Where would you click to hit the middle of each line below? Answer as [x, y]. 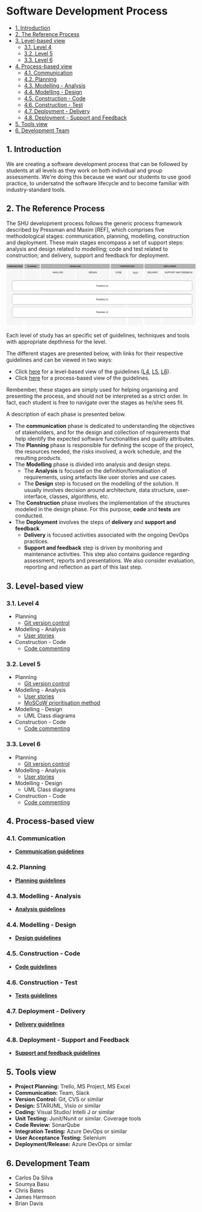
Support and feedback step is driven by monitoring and [93, 548]
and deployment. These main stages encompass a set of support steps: [95, 242]
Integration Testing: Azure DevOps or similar [71, 1131]
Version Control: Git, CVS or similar [59, 1099]
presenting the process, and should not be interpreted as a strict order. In [97, 396]
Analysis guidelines [40, 909]
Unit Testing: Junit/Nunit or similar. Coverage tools [78, 1118]
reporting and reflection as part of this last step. [83, 567]
